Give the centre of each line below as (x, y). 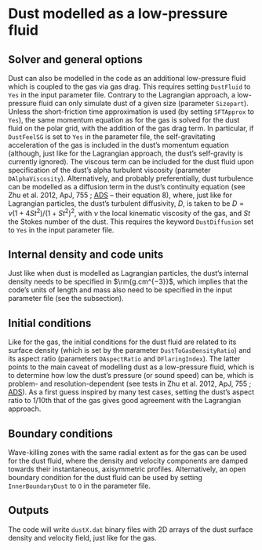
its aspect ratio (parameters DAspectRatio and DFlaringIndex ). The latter (124, 359)
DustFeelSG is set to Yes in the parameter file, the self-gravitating (112, 137)
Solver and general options (75, 59)
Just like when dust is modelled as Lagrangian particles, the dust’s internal (128, 273)
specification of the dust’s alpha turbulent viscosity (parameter (109, 170)
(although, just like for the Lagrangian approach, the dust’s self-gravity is (126, 153)
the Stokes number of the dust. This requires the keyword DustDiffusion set (131, 222)
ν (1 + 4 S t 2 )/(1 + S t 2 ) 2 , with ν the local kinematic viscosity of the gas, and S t (129, 213)
